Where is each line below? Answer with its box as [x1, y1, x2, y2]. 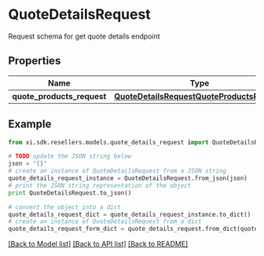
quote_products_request [12, 90, 107, 101]
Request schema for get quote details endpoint [8, 31, 160, 41]
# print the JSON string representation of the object [8, 181, 192, 189]
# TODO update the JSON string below [8, 152, 132, 160]
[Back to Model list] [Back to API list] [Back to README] [8, 240, 189, 249]
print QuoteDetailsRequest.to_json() [8, 188, 132, 197]
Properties [8, 54, 61, 68]
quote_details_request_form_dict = [8, 225, 125, 233]
